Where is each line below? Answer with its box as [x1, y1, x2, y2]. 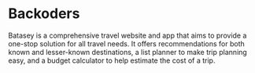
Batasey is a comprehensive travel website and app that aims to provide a [8, 31, 247, 40]
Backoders [8, 5, 80, 23]
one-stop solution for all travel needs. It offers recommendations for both [8, 38, 246, 48]
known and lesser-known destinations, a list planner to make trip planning [8, 47, 248, 57]
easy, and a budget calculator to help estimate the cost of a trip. [8, 56, 216, 65]
